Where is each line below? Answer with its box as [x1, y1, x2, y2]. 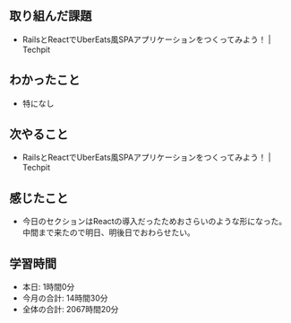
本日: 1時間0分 [21, 282, 75, 292]
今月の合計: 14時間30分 [21, 292, 108, 303]
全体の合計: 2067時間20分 [21, 304, 119, 315]
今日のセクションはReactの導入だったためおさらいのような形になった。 [21, 216, 287, 227]
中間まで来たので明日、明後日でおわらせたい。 [21, 227, 195, 238]
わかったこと [9, 73, 81, 88]
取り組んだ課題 [9, 8, 92, 24]
